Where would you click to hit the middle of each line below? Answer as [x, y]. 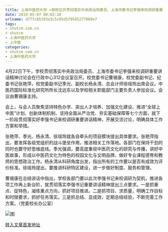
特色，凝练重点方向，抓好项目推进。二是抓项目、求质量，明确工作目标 [90, 191]
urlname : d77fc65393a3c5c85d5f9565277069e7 [51, 19]
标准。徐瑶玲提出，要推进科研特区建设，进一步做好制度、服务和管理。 [81, 168]
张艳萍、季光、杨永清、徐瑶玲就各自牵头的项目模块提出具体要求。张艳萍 [79, 136]
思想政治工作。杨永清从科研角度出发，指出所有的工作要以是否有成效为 [86, 161]
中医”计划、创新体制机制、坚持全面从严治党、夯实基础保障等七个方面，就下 [83, 113]
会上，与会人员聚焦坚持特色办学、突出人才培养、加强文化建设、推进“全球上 [83, 107]
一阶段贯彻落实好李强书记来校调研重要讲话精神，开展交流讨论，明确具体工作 [84, 120]
